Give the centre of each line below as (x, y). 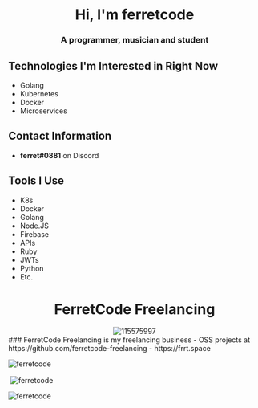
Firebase (34, 234)
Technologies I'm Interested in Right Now (113, 66)
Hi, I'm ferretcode (135, 15)
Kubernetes (39, 93)
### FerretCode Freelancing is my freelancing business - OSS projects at (129, 340)
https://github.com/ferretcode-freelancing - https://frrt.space (109, 349)
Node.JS (34, 226)
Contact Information (60, 136)
